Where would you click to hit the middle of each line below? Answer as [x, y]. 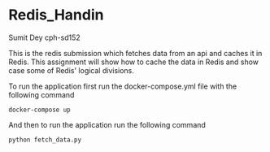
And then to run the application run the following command [107, 124]
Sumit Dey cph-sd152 [45, 37]
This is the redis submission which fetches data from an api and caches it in [135, 53]
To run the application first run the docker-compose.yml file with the [123, 86]
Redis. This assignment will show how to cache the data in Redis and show [133, 62]
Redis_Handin [56, 15]
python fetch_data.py [45, 140]
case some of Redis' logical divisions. [71, 70]
